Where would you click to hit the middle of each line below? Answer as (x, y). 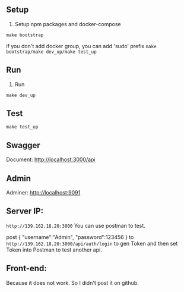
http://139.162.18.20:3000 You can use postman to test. (76, 225)
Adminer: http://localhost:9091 (43, 193)
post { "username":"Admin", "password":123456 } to (70, 237)
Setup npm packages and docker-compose (68, 24)
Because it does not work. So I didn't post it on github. (73, 282)
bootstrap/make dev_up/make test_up (51, 52)
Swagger (23, 145)
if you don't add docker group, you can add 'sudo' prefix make (81, 46)
